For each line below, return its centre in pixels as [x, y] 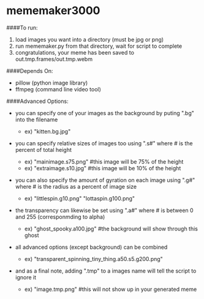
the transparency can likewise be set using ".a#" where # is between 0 [104, 210]
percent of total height [43, 149]
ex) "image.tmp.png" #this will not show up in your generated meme [111, 289]
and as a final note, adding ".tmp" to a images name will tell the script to [106, 271]
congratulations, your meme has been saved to [75, 52]
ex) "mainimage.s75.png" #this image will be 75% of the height [104, 161]
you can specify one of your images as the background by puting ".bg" [105, 113]
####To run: [22, 28]
